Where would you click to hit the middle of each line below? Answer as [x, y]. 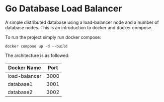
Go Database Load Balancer [64, 9]
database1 [20, 84]
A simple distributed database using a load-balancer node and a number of [82, 22]
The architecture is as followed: [37, 55]
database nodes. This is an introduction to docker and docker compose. [79, 27]
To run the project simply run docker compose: [53, 37]
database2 [20, 92]
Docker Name [25, 67]
